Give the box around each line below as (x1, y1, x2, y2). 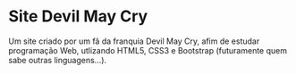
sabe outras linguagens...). (8, 54, 107, 65)
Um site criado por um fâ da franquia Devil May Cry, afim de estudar (8, 36, 260, 46)
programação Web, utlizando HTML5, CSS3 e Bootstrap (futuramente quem (8, 45, 288, 55)
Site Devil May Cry (8, 6, 148, 27)
